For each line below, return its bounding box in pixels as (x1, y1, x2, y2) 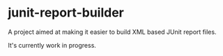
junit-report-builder (8, 5, 124, 21)
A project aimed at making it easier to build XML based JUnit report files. (8, 28, 217, 36)
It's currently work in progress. (8, 41, 97, 49)
